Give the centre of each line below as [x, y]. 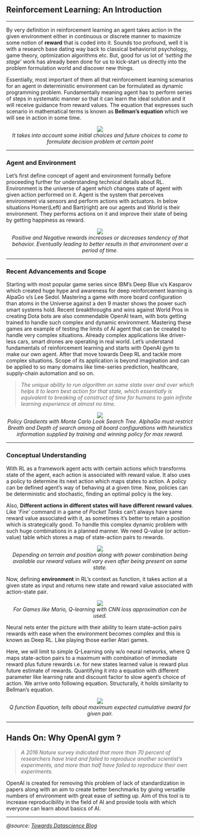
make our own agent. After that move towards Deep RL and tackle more [94, 354]
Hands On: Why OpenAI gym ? [63, 738]
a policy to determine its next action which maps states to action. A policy [96, 481]
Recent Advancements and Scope [56, 271]
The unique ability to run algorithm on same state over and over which [107, 385]
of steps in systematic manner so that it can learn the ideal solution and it [96, 99]
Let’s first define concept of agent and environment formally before [89, 176]
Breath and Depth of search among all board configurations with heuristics [100, 428]
